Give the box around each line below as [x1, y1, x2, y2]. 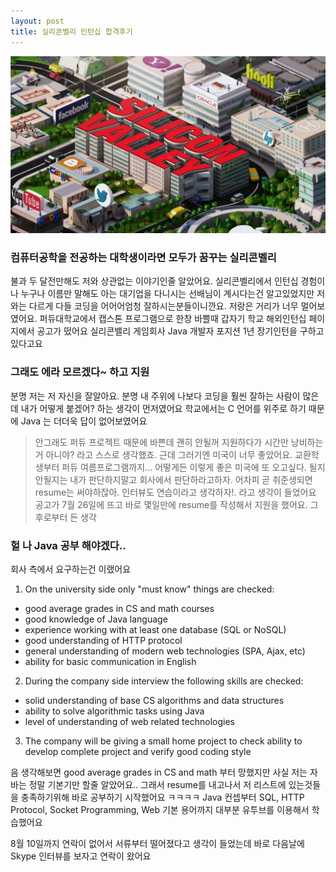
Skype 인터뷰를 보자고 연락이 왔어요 [10, 850, 152, 862]
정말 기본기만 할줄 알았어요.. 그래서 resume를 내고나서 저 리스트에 [28, 778, 287, 790]
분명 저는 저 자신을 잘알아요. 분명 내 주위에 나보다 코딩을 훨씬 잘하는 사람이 [10, 390, 301, 402]
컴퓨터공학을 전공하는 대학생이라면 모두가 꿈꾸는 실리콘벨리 [10, 250, 277, 264]
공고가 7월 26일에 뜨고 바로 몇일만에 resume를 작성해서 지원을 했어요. [34, 498, 308, 510]
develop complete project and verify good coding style [24, 745, 252, 757]
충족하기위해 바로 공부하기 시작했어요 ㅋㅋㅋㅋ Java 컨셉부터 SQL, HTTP [20, 791, 305, 803]
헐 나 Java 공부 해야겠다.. [10, 538, 127, 552]
